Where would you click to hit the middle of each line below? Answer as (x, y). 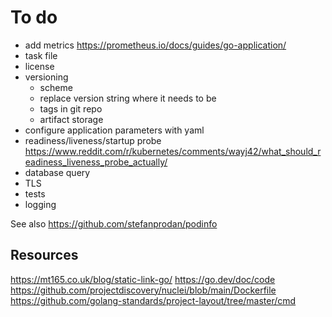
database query (57, 172)
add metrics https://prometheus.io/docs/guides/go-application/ (155, 45)
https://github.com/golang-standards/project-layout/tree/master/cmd (153, 300)
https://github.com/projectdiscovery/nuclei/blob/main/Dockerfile (143, 290)
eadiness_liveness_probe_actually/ (96, 162)
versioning (46, 77)
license (39, 66)
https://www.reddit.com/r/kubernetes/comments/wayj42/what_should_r (173, 151)
